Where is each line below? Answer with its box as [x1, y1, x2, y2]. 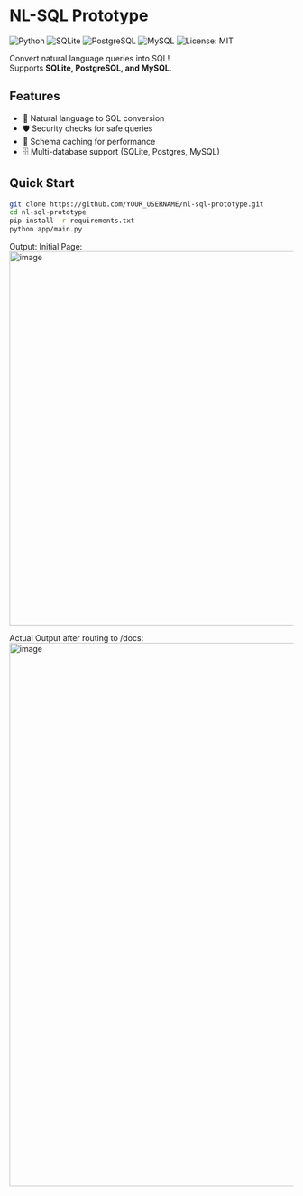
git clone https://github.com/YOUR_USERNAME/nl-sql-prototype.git [9, 200, 264, 209]
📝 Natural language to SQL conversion [22, 112, 165, 123]
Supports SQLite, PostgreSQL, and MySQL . [9, 62, 172, 73]
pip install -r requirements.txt [9, 216, 135, 226]
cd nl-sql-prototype [9, 208, 87, 217]
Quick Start [9, 175, 75, 191]
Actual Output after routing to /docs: [9, 633, 144, 644]
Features [9, 89, 60, 104]
